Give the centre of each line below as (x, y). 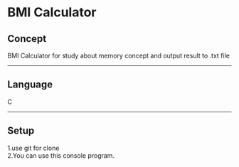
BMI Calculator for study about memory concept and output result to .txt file (118, 55)
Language (30, 85)
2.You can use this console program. (61, 155)
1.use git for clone (33, 148)
